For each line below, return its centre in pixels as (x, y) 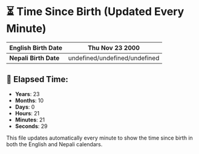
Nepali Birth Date (34, 58)
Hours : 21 (27, 113)
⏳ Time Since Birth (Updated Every (95, 12)
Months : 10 (29, 100)
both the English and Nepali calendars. (54, 144)
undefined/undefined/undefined (114, 58)
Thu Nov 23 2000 (114, 48)
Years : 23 (27, 94)
